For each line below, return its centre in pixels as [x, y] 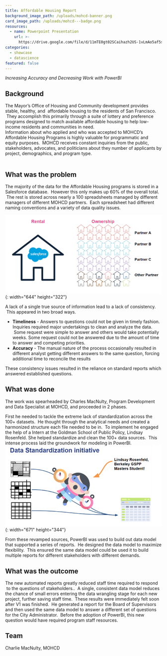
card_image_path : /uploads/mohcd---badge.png [53, 21]
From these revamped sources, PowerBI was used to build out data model [81, 540]
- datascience [24, 58]
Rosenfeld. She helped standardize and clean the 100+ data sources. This [81, 437]
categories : [17, 47]
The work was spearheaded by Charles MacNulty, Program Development [80, 401]
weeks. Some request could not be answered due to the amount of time [86, 337]
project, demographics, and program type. [48, 154]
